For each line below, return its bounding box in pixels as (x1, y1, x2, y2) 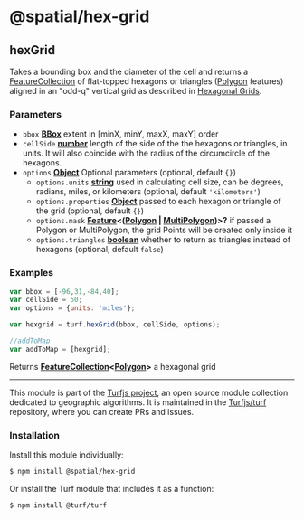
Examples (9, 267, 54, 279)
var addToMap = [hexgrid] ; (9, 344, 111, 354)
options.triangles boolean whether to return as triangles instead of (35, 234, 291, 245)
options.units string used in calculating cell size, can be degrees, (35, 176, 284, 187)
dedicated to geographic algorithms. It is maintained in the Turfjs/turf (9, 396, 267, 408)
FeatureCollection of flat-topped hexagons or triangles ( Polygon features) (9, 76, 284, 87)
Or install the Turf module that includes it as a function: (9, 484, 214, 495)
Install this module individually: (9, 449, 124, 460)
